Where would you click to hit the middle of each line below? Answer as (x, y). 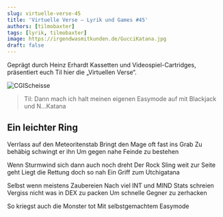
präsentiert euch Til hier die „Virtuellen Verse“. (72, 72)
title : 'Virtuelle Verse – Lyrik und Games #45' (78, 20)
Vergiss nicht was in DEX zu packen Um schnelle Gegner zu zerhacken (107, 192)
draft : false (26, 45)
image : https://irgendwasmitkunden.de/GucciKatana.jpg (87, 39)
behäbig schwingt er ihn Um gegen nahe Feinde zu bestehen (93, 151)
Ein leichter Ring (43, 128)
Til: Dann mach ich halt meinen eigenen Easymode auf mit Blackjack (120, 99)
